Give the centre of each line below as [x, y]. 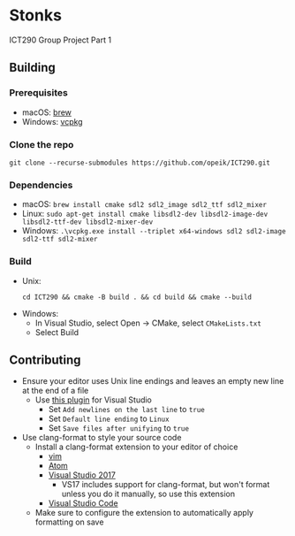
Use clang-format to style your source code [102, 438]
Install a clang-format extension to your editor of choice [136, 447]
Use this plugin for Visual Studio [94, 400]
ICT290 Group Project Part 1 [61, 40]
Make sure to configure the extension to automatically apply [144, 513]
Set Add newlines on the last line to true [127, 410]
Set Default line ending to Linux [109, 419]
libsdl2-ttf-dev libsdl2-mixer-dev [87, 222]
